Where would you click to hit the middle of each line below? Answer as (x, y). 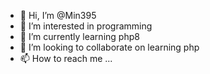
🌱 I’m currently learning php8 (79, 36)
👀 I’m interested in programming (86, 26)
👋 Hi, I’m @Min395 (58, 15)
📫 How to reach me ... (66, 58)
